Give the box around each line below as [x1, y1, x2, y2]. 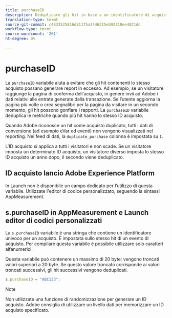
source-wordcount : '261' [5, 31, 58, 36]
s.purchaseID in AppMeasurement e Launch [5, 208, 149, 217]
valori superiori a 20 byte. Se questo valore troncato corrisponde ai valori [5, 262, 160, 268]
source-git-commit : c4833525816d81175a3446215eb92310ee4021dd [5, 22, 141, 27]
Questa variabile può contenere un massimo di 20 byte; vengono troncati [5, 256, 160, 262]
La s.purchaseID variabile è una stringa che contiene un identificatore [5, 230, 152, 236]
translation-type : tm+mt [5, 17, 58, 22]
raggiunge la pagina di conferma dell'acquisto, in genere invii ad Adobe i [5, 90, 158, 96]
